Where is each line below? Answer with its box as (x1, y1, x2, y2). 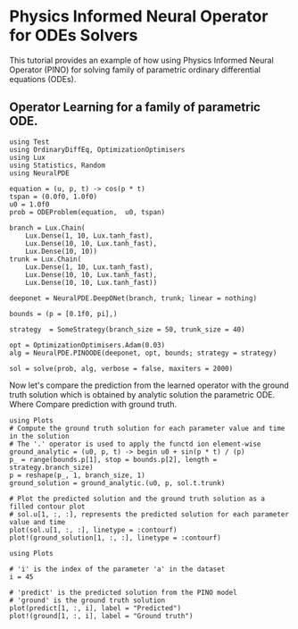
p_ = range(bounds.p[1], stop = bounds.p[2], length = (9, 455, 218, 464)
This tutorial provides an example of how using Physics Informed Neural (9, 55, 274, 65)
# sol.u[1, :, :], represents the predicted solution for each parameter (9, 509, 290, 519)
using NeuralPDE (9, 168, 70, 178)
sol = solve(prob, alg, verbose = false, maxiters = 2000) (9, 364, 234, 373)
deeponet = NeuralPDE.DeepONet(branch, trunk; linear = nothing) (9, 293, 257, 303)
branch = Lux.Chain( (9, 223, 87, 232)
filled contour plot (9, 502, 87, 511)
